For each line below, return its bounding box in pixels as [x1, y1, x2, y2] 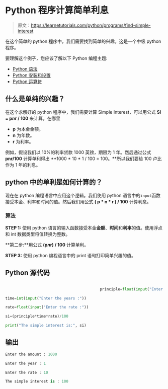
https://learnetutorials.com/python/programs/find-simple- [31, 22, 151, 28]
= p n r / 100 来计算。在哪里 [5, 115, 60, 121]
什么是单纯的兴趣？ [5, 95, 65, 103]
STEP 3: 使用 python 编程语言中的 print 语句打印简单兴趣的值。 [5, 252, 136, 258]
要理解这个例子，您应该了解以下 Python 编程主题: [5, 55, 108, 61]
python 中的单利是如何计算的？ [5, 178, 103, 187]
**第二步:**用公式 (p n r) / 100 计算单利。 [5, 242, 89, 248]
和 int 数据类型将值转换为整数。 [5, 231, 70, 237]
